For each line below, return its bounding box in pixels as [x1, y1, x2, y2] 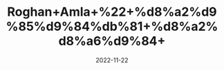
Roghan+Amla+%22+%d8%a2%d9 [7, 4, 217, 20]
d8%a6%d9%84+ [58, 34, 166, 49]
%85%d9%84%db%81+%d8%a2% [6, 19, 218, 34]
